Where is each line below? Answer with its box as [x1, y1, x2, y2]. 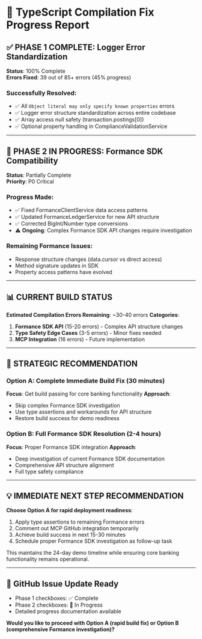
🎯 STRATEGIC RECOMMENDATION [6, 358, 138, 368]
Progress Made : [6, 193, 54, 201]
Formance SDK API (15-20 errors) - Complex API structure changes [14, 323, 183, 330]
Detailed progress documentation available [14, 608, 121, 615]
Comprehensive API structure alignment [14, 461, 114, 468]
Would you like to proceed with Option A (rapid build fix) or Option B [6, 619, 179, 627]
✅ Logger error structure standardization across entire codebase [14, 109, 176, 117]
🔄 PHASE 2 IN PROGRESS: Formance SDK [6, 146, 164, 156]
